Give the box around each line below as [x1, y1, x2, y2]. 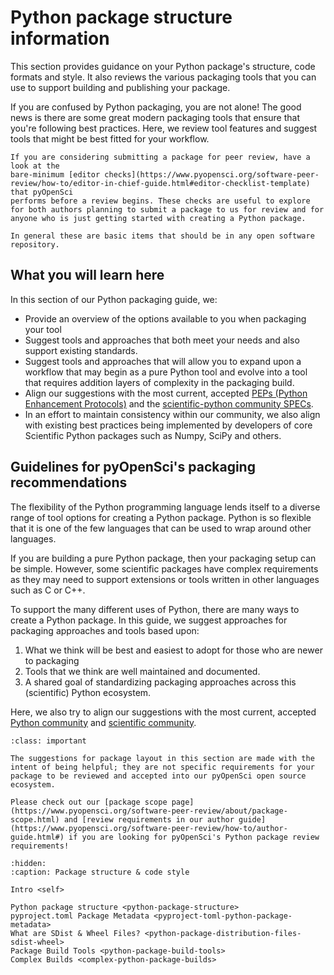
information [10, 27, 110, 50]
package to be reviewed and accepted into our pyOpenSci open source [10, 771, 307, 781]
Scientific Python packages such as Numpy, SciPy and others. [24, 429, 282, 441]
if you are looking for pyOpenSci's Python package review [68, 832, 320, 842]
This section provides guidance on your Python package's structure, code [10, 60, 316, 72]
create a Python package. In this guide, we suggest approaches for [10, 614, 288, 626]
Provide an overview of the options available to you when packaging [24, 312, 307, 325]
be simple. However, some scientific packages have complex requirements [10, 562, 319, 575]
